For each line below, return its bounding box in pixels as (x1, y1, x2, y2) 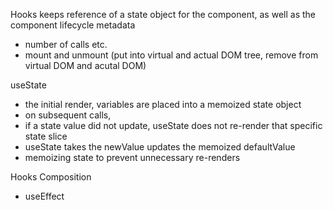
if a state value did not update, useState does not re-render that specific (24, 120, 323, 131)
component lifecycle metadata (10, 19, 136, 31)
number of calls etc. (24, 39, 108, 50)
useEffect (24, 190, 65, 202)
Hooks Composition (10, 171, 92, 183)
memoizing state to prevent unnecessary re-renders (24, 152, 241, 163)
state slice (24, 130, 68, 142)
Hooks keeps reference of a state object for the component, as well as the (10, 9, 316, 20)
